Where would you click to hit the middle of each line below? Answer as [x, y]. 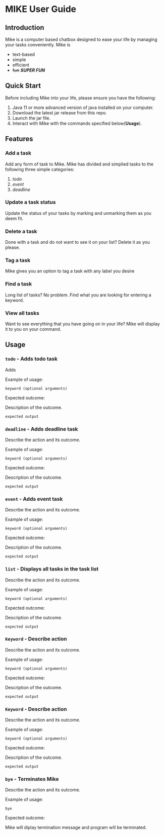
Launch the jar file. [31, 118]
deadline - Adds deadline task [42, 429]
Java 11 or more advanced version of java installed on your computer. [83, 107]
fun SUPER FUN [29, 70]
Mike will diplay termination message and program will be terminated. [76, 828]
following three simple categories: [40, 169]
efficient [21, 65]
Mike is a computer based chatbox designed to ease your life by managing [81, 39]
